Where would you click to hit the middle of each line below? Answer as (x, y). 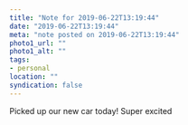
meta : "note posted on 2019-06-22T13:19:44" (94, 34)
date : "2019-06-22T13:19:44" (64, 26)
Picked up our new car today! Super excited (91, 111)
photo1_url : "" (38, 43)
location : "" (34, 77)
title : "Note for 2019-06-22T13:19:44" (85, 18)
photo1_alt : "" (38, 52)
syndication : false (46, 85)
